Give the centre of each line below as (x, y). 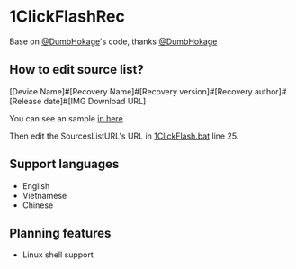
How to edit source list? (76, 70)
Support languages (64, 164)
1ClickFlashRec (67, 17)
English (36, 185)
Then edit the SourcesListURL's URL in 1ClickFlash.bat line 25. (124, 136)
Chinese (38, 205)
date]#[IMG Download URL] (95, 101)
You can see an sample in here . (67, 118)
